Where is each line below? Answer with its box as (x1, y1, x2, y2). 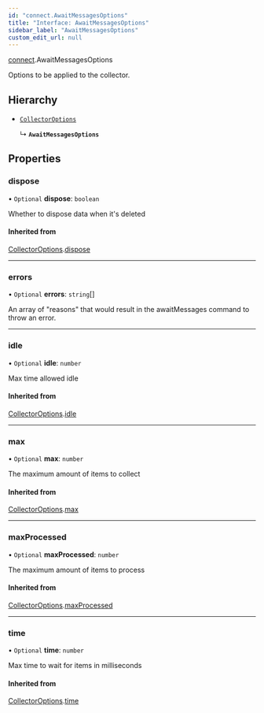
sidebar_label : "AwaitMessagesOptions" (8, 26, 139, 34)
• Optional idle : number (8, 358, 82, 367)
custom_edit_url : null (8, 33, 82, 42)
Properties (8, 152, 61, 165)
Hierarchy (8, 93, 58, 106)
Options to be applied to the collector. (8, 70, 130, 80)
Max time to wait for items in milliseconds (8, 661, 142, 670)
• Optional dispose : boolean (8, 194, 100, 203)
